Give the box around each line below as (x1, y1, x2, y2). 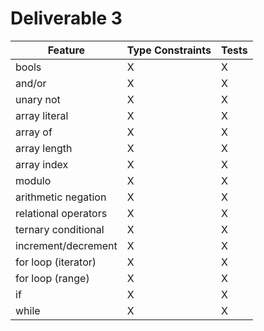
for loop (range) (15, 271, 90, 285)
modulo (15, 173, 52, 187)
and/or (15, 76, 47, 90)
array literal (15, 108, 69, 122)
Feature (47, 43, 86, 57)
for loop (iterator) (15, 255, 97, 269)
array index (15, 157, 69, 171)
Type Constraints (126, 43, 212, 57)
